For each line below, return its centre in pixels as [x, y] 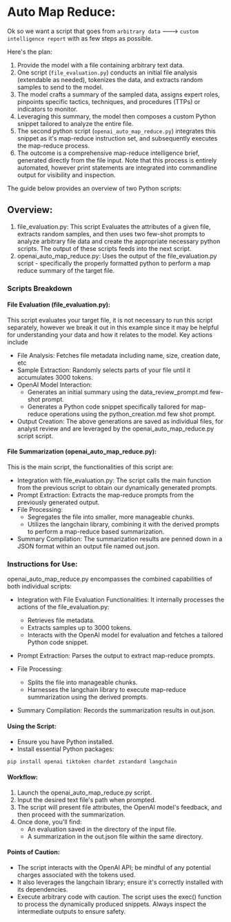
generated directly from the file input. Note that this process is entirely [117, 160]
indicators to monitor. [47, 109]
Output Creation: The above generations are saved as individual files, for [120, 421]
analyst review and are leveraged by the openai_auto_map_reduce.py [115, 429]
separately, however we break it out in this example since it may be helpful [113, 327]
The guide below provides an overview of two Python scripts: [94, 188]
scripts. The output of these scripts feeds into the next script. [104, 248]
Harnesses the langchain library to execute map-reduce [107, 690]
